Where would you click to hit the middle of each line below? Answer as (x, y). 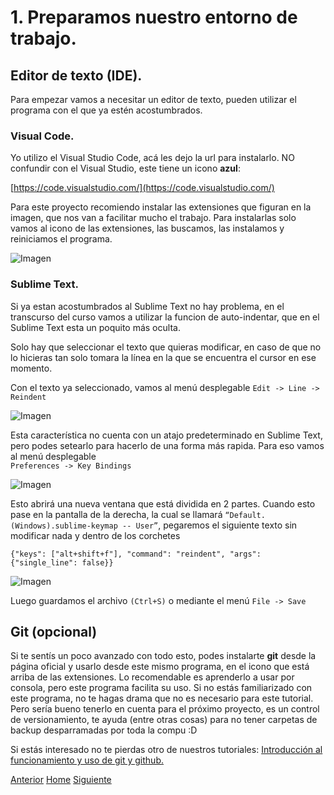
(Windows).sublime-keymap (64, 526)
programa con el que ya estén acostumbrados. (106, 110)
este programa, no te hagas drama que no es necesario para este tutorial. (162, 698)
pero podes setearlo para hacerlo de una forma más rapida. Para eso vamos (167, 445)
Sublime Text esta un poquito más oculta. (95, 327)
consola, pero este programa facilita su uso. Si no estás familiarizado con (161, 688)
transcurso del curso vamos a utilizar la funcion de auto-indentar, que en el (165, 317)
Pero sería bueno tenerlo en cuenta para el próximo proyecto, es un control (165, 709)
